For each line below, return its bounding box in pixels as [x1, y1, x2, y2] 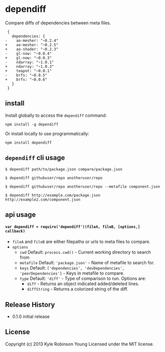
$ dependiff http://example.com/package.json [5, 193, 100, 198]
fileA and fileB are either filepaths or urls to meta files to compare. [12, 239, 151, 245]
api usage [5, 210, 36, 219]
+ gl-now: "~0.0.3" [5, 55, 52, 60]
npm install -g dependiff [5, 122, 58, 127]
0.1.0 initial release [12, 313, 50, 319]
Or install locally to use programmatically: [5, 130, 90, 137]
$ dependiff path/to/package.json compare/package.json [5, 167, 123, 172]
